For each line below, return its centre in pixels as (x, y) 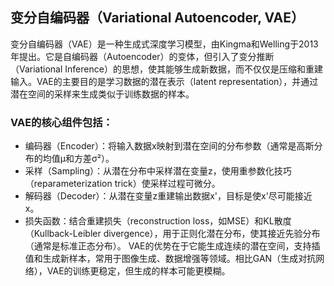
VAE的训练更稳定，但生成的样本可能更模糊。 (138, 271)
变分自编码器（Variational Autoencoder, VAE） (157, 18)
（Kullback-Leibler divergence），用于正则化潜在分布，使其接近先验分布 (172, 234)
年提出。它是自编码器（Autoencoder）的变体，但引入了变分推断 (142, 56)
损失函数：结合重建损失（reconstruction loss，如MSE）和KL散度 (158, 221)
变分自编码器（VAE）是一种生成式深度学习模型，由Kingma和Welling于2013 (164, 44)
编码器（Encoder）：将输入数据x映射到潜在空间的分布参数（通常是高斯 (169, 146)
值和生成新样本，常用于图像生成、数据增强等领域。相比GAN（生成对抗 (170, 259)
